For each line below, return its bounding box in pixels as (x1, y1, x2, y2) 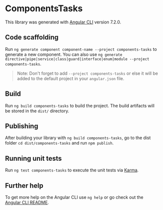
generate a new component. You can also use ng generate (5, 51, 122, 57)
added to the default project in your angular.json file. (17, 75, 124, 81)
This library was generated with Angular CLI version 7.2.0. (5, 19, 121, 25)
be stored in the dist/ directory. (5, 108, 69, 114)
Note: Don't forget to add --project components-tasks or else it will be (17, 70, 158, 76)
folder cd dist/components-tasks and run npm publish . (5, 140, 114, 146)
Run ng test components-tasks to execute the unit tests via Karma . (5, 167, 139, 173)
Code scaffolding (5, 33, 59, 42)
